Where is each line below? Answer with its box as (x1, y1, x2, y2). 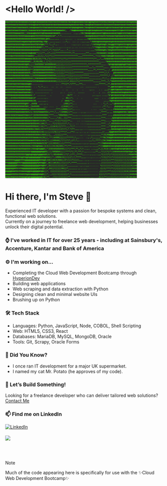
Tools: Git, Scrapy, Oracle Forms (12, 339, 79, 345)
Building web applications (12, 281, 66, 287)
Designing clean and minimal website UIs (12, 291, 98, 297)
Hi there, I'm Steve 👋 (5, 191, 92, 203)
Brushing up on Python (12, 296, 60, 303)
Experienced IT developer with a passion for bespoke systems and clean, (5, 208, 157, 214)
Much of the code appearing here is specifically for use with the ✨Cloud (5, 470, 154, 476)
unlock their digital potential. (5, 223, 64, 230)
